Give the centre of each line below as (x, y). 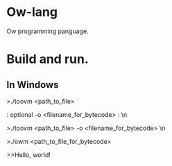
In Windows (33, 85)
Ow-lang (32, 12)
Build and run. (48, 59)
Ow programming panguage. (48, 31)
